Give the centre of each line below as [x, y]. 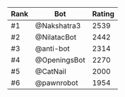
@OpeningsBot [60, 60]
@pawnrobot [56, 83]
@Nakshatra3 [58, 26]
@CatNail [51, 71]
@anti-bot [52, 48]
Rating [103, 14]
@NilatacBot [55, 37]
